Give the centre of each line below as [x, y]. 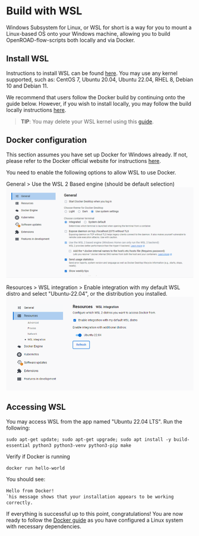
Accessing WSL [36, 407]
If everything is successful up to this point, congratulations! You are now [94, 513]
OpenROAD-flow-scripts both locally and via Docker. [71, 40]
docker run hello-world [36, 468]
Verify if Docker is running [38, 456]
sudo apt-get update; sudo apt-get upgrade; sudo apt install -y [89, 439]
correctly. [20, 503]
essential [18, 445]
